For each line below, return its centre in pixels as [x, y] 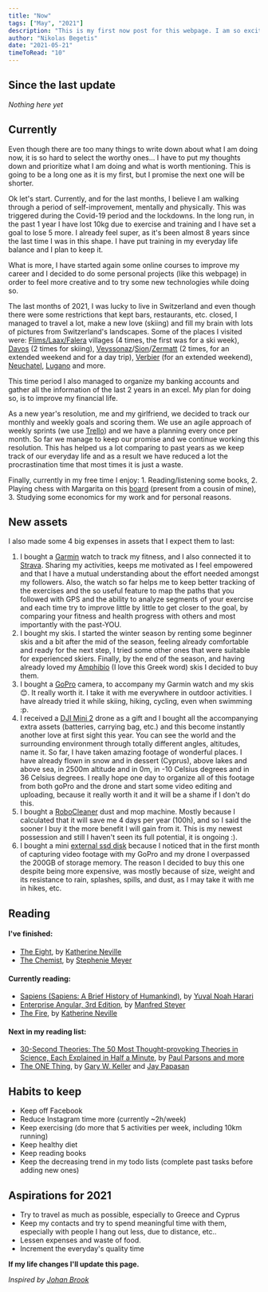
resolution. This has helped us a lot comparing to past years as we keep [126, 447]
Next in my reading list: [47, 1031]
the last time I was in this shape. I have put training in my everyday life [123, 241]
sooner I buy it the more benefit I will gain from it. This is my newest [131, 829]
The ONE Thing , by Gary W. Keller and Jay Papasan [104, 1066]
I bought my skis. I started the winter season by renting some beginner [136, 634]
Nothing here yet [36, 104]
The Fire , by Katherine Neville [69, 1014]
